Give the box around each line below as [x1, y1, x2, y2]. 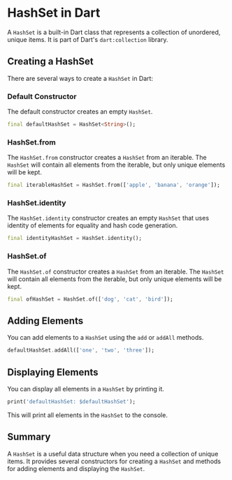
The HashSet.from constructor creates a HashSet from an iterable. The [7, 153, 208, 162]
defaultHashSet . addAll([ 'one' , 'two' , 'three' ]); [7, 347, 155, 354]
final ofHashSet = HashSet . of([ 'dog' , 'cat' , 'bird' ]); [7, 295, 173, 303]
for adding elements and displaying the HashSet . [7, 464, 145, 472]
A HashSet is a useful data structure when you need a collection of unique [7, 449, 219, 458]
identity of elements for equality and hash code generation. [7, 221, 178, 230]
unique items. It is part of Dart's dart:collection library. [7, 35, 168, 43]
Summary [7, 431, 51, 443]
